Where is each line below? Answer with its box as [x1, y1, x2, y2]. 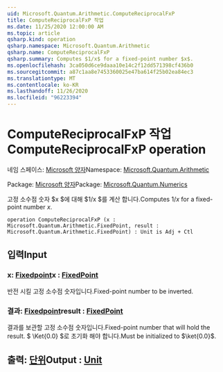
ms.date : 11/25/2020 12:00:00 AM [7, 23, 104, 30]
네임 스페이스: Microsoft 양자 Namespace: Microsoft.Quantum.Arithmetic [7, 165, 210, 174]
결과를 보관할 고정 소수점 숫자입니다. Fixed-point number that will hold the [7, 323, 211, 331]
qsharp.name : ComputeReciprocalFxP [7, 49, 110, 56]
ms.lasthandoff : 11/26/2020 [7, 88, 89, 95]
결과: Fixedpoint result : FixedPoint [7, 306, 123, 316]
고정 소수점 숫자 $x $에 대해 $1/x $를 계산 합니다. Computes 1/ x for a [7, 195, 195, 203]
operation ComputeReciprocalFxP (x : [7, 216, 116, 223]
